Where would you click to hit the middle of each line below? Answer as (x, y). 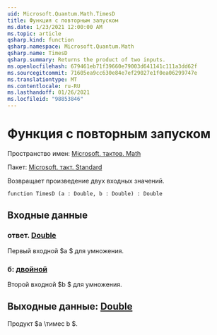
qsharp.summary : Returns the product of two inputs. (87, 60)
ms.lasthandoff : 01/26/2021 (49, 92)
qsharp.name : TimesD (38, 54)
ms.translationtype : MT (42, 79)
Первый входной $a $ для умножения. (66, 250)
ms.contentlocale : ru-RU (44, 86)
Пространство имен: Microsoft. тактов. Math (74, 153)
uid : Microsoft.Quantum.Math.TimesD (61, 14)
